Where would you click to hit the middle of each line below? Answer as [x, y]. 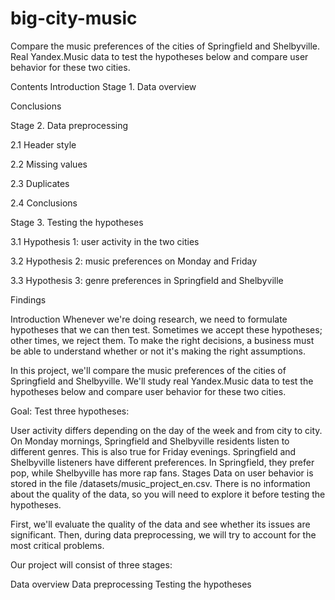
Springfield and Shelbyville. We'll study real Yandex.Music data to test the [162, 381]
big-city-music [74, 18]
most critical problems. [57, 545]
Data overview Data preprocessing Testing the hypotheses [131, 584]
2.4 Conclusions [44, 203]
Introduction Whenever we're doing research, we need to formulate [149, 319]
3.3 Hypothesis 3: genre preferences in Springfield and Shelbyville [147, 280]
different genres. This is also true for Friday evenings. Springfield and [153, 451]
